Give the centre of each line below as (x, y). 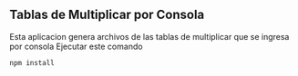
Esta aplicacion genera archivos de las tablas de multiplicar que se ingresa (149, 36)
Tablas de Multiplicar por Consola (107, 15)
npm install (32, 62)
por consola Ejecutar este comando (76, 46)
